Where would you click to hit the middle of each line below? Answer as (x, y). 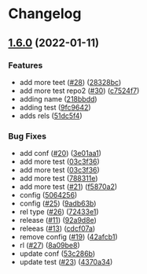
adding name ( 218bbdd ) (58, 98)
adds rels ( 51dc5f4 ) (51, 116)
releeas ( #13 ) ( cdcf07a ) (57, 228)
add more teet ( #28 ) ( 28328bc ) (70, 82)
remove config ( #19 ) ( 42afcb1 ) (68, 237)
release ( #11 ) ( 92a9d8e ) (58, 220)
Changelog (45, 14)
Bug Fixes (28, 136)
